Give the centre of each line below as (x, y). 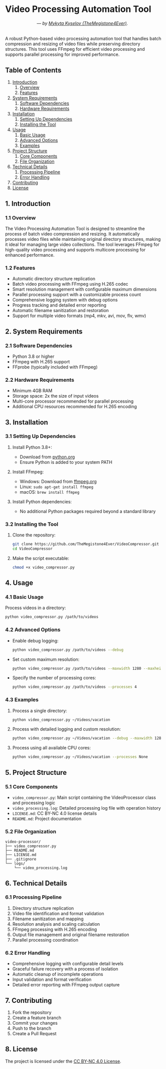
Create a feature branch (37, 1017)
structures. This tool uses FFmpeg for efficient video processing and (75, 49)
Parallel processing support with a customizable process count (77, 295)
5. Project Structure (36, 772)
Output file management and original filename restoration (71, 935)
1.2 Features (20, 268)
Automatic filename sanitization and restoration (60, 311)
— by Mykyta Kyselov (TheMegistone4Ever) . (82, 23)
